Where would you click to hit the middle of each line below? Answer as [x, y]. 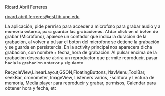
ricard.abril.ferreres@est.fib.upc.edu [43, 16]
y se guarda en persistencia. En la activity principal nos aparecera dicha [79, 47]
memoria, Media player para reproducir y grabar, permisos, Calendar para [81, 83]
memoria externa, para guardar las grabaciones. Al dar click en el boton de [82, 31]
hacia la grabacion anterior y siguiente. [45, 63]
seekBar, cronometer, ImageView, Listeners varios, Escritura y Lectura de [80, 78]
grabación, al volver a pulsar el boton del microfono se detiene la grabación [82, 42]
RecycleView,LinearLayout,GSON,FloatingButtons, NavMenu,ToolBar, [75, 72]
